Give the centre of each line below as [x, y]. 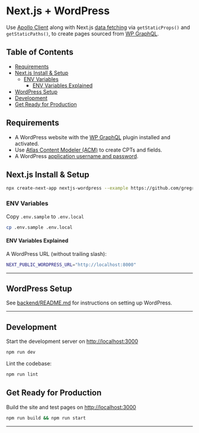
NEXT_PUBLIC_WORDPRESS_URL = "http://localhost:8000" [71, 265]
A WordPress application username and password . [76, 156]
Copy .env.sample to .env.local [45, 216]
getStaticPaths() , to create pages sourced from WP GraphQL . [83, 33]
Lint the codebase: [29, 363]
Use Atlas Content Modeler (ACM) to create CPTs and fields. [89, 150]
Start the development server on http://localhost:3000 [72, 341]
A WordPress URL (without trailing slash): [56, 254]
